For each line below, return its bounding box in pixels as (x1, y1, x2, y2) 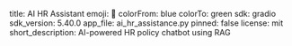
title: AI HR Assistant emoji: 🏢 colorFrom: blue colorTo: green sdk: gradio (9, 9, 277, 19)
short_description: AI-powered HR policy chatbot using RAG (9, 27, 231, 37)
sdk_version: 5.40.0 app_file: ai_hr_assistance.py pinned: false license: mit (9, 18, 284, 28)
